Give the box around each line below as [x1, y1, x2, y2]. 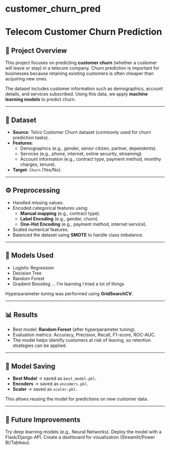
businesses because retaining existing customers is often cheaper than [5, 70, 154, 76]
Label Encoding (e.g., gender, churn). [20, 215, 99, 221]
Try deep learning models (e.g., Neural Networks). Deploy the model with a [5, 429, 162, 435]
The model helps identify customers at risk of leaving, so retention [12, 337, 151, 343]
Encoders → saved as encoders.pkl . [12, 381, 89, 387]
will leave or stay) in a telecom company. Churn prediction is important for [5, 65, 159, 71]
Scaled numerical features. [12, 226, 69, 233]
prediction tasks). [12, 134, 50, 141]
